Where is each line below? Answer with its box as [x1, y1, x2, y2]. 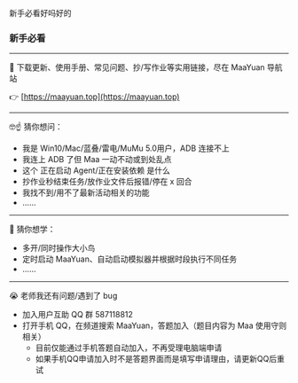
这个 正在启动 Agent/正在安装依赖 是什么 [21, 165, 170, 176]
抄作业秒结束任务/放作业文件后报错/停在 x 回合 [21, 176, 192, 187]
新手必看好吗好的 [9, 8, 72, 18]
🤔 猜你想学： [9, 224, 56, 235]
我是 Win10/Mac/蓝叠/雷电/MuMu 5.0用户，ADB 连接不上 [21, 143, 230, 153]
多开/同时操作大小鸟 [21, 243, 96, 254]
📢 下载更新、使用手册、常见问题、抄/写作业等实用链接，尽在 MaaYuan [9, 62, 265, 73]
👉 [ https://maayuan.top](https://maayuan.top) [9, 91, 180, 102]
